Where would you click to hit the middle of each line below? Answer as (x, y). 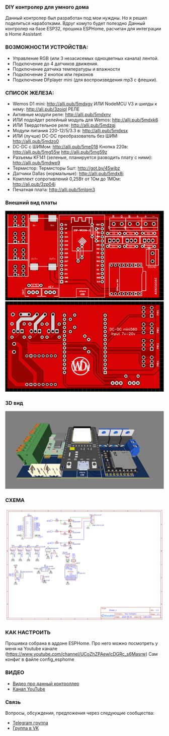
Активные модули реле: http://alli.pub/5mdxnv (62, 114)
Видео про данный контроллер (46, 684)
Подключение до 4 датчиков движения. (56, 64)
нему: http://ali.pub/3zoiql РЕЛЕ (46, 109)
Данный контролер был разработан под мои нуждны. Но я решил (76, 18)
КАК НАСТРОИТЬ (28, 633)
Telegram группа (30, 723)
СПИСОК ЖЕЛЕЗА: (30, 93)
